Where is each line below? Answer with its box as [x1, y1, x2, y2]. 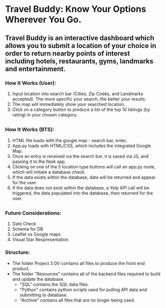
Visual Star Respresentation [12, 237, 69, 243]
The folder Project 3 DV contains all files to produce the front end [12, 260, 145, 266]
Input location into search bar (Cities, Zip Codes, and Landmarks [12, 91, 144, 97]
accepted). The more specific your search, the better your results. [12, 96, 147, 102]
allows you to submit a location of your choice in [5, 41, 157, 50]
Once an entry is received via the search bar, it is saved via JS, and [12, 153, 149, 159]
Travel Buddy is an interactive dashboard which [5, 34, 154, 42]
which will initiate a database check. [12, 169, 86, 175]
